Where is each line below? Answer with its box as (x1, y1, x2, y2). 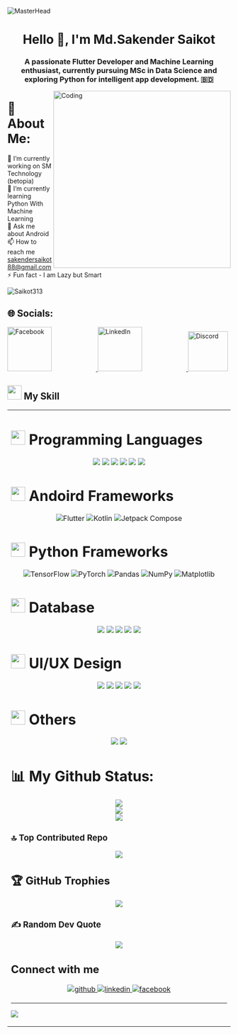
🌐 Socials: (7, 308, 54, 320)
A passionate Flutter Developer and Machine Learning (24, 57, 214, 67)
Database (28, 599, 95, 617)
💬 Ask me (7, 222, 35, 230)
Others (28, 710, 76, 729)
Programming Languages (28, 431, 203, 449)
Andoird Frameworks (28, 486, 174, 505)
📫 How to (7, 237, 37, 246)
